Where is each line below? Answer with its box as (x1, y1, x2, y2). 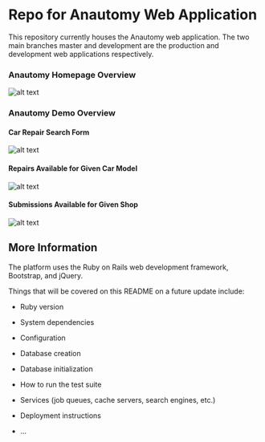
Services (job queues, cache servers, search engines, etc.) (19, 395, 216, 404)
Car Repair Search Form (8, 127, 90, 137)
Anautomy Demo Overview (8, 107, 116, 119)
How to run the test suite (19, 379, 102, 389)
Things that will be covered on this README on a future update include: (8, 286, 245, 296)
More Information (8, 241, 98, 254)
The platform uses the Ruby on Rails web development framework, (8, 262, 229, 272)
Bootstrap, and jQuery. (8, 270, 83, 280)
